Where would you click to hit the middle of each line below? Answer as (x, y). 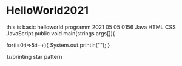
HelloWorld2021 (48, 10)
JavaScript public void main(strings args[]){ (61, 33)
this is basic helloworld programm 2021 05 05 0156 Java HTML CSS (91, 27)
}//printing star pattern (34, 56)
